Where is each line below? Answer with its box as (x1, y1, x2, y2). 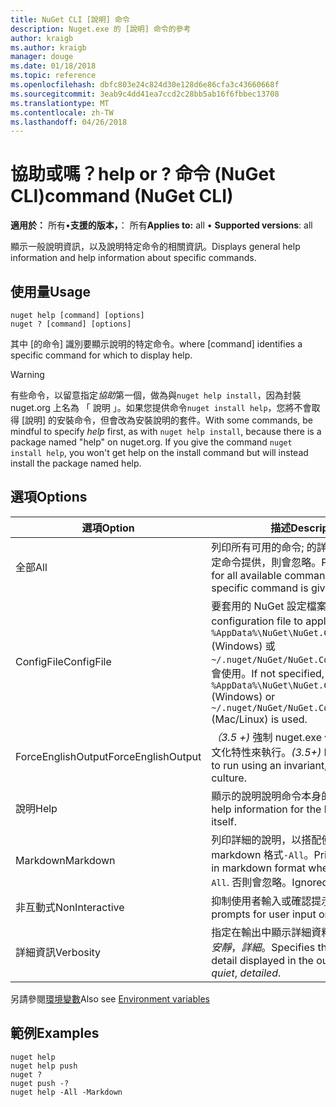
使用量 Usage (10, 283, 92, 300)
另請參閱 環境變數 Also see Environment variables (10, 992, 210, 1005)
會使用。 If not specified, (211, 666, 325, 680)
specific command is (211, 581, 309, 595)
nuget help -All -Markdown (10, 1087, 123, 1097)
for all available (211, 568, 282, 582)
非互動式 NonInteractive (15, 900, 125, 914)
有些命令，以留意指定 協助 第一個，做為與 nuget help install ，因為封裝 (10, 389, 302, 401)
